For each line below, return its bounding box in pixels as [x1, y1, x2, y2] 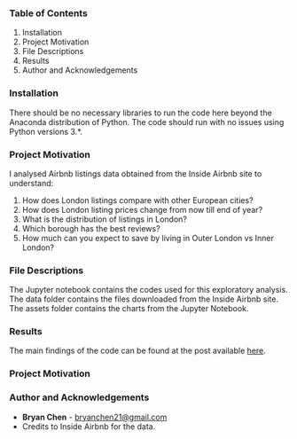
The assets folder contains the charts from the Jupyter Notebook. [9, 303, 249, 314]
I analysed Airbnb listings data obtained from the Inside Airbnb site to [9, 168, 262, 179]
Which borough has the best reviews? [21, 223, 161, 233]
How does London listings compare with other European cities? [21, 194, 254, 206]
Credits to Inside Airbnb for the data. [21, 420, 156, 432]
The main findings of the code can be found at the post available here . [9, 345, 266, 357]
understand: [9, 177, 54, 188]
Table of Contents [9, 7, 89, 20]
